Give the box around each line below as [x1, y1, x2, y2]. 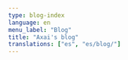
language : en [8, 19, 51, 26]
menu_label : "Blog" [8, 26, 72, 34]
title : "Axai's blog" [8, 33, 79, 41]
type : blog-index [8, 11, 65, 19]
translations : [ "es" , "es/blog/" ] [8, 41, 122, 48]
